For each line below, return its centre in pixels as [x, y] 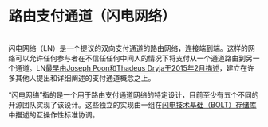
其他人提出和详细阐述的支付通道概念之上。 [85, 78]
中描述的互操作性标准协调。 [54, 114]
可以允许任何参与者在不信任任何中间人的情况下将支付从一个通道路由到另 [134, 58]
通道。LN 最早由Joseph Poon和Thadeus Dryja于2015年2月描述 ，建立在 [131, 67]
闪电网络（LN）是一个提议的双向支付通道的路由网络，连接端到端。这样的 [128, 48]
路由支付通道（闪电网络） [93, 16]
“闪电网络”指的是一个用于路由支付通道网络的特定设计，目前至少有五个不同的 [134, 94]
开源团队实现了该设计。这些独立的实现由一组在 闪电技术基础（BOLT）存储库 [132, 105]
